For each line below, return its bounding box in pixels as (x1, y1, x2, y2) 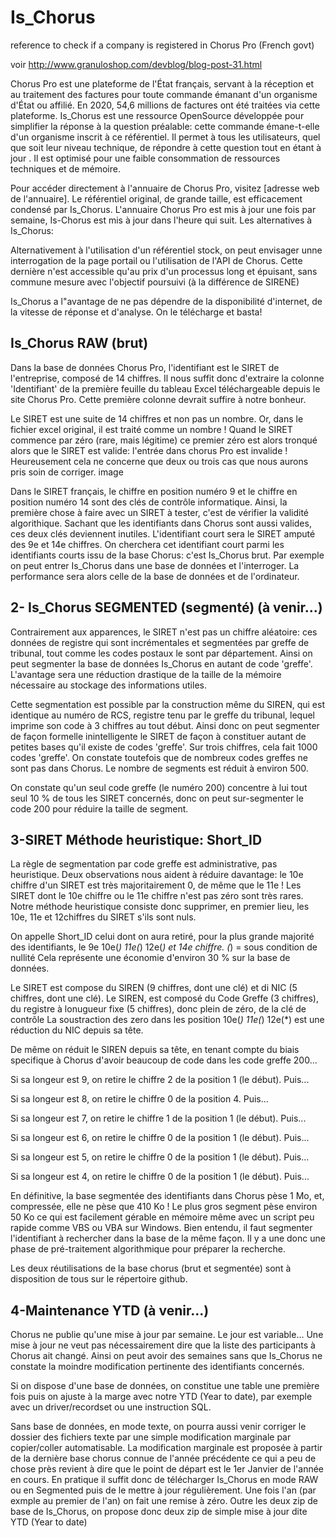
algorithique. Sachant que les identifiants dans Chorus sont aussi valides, (10, 517, 312, 529)
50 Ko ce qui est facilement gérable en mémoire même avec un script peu (10, 1211, 315, 1223)
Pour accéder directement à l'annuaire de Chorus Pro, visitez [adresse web (10, 182, 320, 194)
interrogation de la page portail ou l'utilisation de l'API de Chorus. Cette (10, 254, 303, 266)
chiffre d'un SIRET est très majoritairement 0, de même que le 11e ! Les (10, 879, 302, 891)
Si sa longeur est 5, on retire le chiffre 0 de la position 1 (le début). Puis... (10, 1151, 310, 1163)
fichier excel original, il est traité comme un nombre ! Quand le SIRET (10, 423, 293, 435)
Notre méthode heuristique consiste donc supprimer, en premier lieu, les (10, 901, 310, 913)
